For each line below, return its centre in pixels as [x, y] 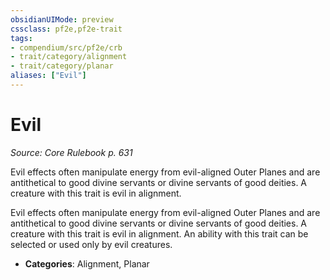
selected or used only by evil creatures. [91, 244]
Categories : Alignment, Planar [87, 263]
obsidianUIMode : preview [62, 19]
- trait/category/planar [62, 66]
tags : [21, 38]
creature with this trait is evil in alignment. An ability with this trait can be [159, 233]
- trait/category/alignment [69, 57]
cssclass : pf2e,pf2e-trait [66, 29]
